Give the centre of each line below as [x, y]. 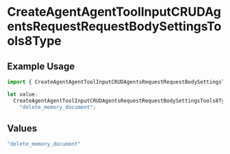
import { [20, 82]
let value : [23, 94]
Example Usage [41, 66]
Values [22, 128]
